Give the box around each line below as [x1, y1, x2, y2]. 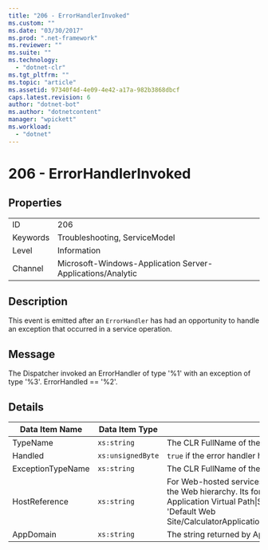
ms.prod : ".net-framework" [8, 33, 98, 42]
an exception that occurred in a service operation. [8, 324, 173, 334]
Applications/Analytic [57, 268, 138, 279]
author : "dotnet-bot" [8, 100, 81, 108]
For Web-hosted [166, 476, 230, 487]
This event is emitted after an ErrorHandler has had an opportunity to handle [8, 316, 260, 325]
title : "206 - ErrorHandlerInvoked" [8, 11, 130, 20]
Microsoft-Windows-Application [57, 257, 181, 269]
